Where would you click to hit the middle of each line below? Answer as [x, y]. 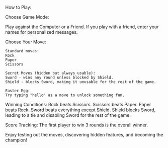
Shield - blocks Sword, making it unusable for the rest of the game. [81, 82]
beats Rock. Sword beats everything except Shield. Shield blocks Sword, [80, 110]
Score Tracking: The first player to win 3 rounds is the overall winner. [77, 125]
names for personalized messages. [41, 32]
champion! [16, 140]
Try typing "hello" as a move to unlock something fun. [65, 95]
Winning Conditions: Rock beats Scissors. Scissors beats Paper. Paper [78, 104]
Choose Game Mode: [27, 17]
